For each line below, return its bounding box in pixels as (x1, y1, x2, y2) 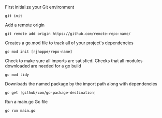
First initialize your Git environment (5, 4, 74, 10)
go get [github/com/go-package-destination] (5, 90, 96, 95)
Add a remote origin (5, 22, 45, 28)
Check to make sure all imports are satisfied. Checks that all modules (5, 58, 143, 64)
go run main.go (5, 108, 36, 113)
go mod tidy (5, 72, 29, 77)
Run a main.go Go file (5, 99, 48, 104)
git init (5, 14, 23, 18)
